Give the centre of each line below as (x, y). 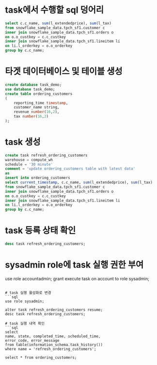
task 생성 (23, 142)
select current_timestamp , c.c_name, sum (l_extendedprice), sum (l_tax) (79, 182)
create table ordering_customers (39, 94)
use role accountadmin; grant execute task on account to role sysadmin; (77, 278)
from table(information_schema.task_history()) (54, 345)
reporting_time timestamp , (41, 103)
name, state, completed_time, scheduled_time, (53, 336)
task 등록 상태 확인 (40, 230)
